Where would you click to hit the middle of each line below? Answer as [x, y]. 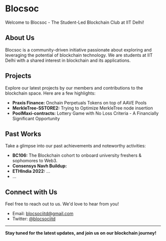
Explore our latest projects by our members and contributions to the [74, 88]
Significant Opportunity [36, 118]
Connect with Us [31, 192]
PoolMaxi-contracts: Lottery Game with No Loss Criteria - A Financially [85, 113]
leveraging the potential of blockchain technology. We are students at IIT [79, 55]
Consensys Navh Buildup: [40, 166]
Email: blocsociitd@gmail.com [43, 214]
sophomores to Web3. [35, 161]
